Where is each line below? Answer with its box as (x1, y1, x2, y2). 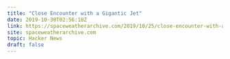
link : (7, 22, 23, 29)
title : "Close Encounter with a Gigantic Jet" (7, 9, 142, 17)
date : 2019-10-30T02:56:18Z (7, 16, 88, 23)
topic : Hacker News (7, 35, 63, 42)
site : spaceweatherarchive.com (7, 28, 97, 36)
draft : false (7, 41, 44, 48)
